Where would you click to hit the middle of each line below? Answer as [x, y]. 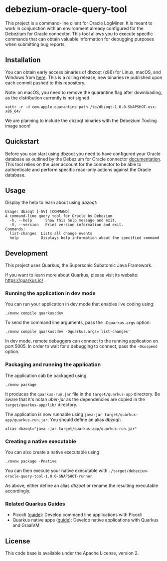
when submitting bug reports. [36, 44]
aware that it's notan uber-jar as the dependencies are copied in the [75, 399]
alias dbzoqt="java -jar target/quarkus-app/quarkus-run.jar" [71, 428]
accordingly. [18, 491]
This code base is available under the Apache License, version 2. [72, 553]
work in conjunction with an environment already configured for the [74, 28]
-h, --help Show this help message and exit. [63, 220]
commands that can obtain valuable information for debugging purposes [80, 39]
